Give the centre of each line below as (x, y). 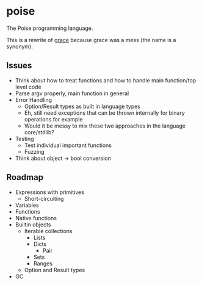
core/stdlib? (39, 132)
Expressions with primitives (49, 192)
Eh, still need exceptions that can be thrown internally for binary (104, 113)
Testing (25, 139)
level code (28, 87)
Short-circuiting (44, 198)
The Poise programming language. (50, 28)
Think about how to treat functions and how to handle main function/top (106, 80)
